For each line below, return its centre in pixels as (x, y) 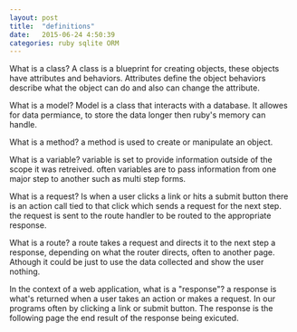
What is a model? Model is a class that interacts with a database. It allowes (148, 106)
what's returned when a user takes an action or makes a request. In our (143, 299)
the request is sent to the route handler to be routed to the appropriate (140, 216)
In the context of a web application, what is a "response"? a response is (143, 289)
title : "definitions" (52, 26)
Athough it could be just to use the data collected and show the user (137, 262)
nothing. (25, 271)
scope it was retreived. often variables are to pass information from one (143, 169)
